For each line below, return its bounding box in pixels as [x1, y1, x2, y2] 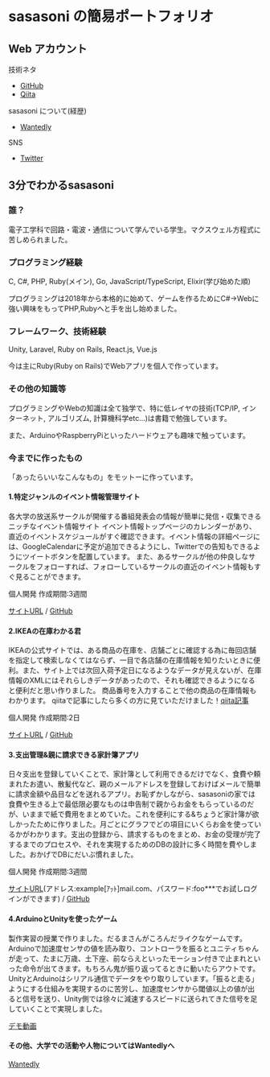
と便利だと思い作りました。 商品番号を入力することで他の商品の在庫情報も [8, 686, 257, 695]
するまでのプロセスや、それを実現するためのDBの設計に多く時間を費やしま [8, 840, 257, 849]
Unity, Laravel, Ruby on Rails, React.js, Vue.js [8, 345, 158, 354]
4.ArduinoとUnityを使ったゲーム [8, 914, 118, 924]
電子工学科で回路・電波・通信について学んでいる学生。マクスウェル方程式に [8, 225, 261, 234]
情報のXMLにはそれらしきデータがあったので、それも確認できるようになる [8, 675, 256, 685]
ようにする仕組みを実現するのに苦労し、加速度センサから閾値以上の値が [8, 984, 248, 993]
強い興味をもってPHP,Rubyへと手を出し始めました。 [8, 303, 182, 313]
